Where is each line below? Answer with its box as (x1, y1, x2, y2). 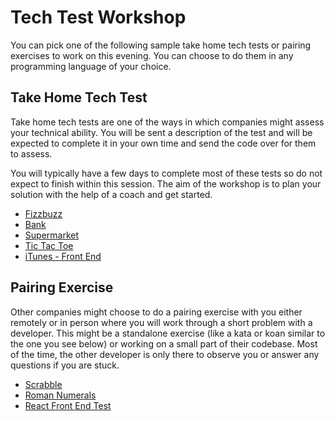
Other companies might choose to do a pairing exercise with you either (10, 306, 303, 318)
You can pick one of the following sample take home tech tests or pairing (10, 39, 312, 51)
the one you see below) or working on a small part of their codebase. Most (10, 337, 318, 350)
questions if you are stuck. (10, 359, 120, 371)
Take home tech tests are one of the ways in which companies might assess (10, 116, 325, 128)
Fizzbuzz (24, 207, 63, 220)
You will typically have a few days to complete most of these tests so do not (10, 167, 323, 179)
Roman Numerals (24, 389, 97, 401)
